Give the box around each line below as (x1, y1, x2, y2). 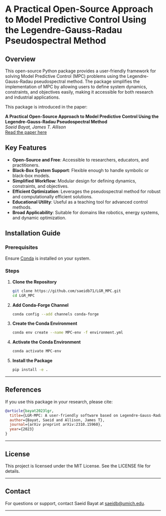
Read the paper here (5, 129, 47, 135)
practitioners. (12, 162, 40, 168)
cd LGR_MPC (12, 293, 35, 298)
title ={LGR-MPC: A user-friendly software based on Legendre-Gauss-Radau (9, 413, 165, 418)
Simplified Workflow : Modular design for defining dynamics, (12, 177, 137, 184)
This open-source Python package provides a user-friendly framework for (5, 68, 157, 74)
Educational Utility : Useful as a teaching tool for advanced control (12, 199, 148, 205)
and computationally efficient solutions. (12, 193, 93, 199)
